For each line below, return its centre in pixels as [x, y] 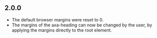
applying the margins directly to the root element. [62, 30]
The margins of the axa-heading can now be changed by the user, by [82, 25]
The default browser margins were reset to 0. [58, 19]
